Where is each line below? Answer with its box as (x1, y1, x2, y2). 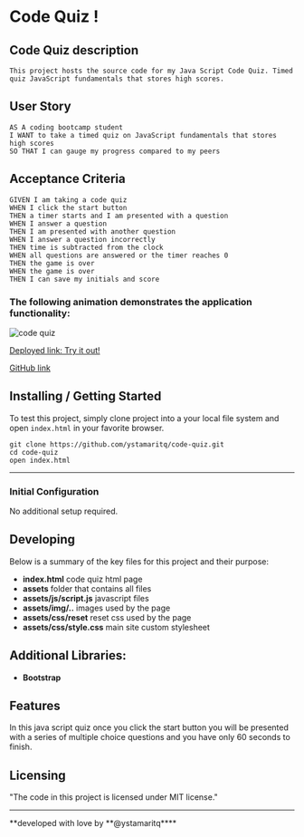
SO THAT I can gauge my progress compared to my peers (9, 147, 221, 156)
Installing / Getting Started (9, 389, 162, 404)
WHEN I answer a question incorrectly (9, 235, 156, 244)
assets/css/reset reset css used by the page (22, 611, 192, 622)
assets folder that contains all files (22, 582, 152, 594)
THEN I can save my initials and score (9, 274, 160, 284)
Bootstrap (22, 672, 62, 683)
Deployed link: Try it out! (9, 344, 101, 355)
